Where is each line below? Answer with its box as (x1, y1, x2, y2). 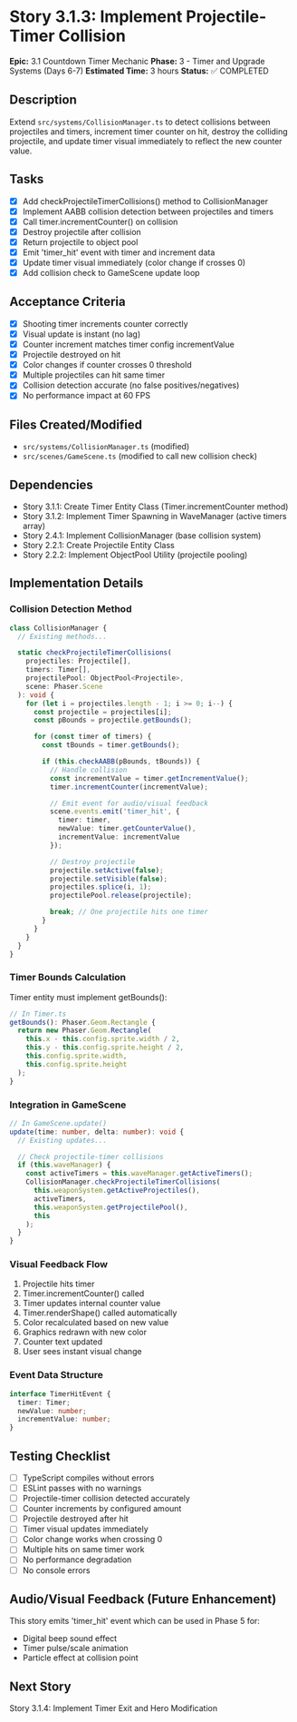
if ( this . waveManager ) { (17, 1160, 111, 1170)
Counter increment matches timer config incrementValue (22, 339, 235, 349)
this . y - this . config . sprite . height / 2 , (25, 1043, 185, 1052)
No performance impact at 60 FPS (22, 390, 151, 401)
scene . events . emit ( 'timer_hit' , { (49, 807, 180, 816)
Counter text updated (22, 1336, 102, 1347)
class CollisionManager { (9, 624, 107, 633)
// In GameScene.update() (9, 1118, 107, 1127)
